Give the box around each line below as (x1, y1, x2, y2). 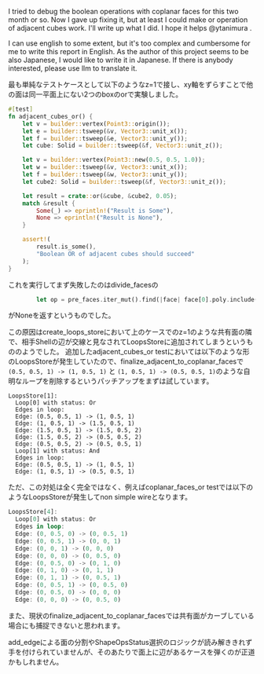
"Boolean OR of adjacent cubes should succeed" (36, 250, 195, 258)
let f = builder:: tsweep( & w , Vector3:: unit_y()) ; (22, 170, 189, 178)
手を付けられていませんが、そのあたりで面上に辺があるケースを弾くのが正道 (8, 647, 255, 657)
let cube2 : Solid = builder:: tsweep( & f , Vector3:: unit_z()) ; (22, 178, 227, 185)
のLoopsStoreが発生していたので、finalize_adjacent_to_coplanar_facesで (8, 357, 244, 366)
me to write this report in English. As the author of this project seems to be (8, 47, 249, 56)
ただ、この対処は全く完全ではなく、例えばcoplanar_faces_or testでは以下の (8, 482, 254, 492)
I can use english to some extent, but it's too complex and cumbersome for (8, 38, 251, 48)
